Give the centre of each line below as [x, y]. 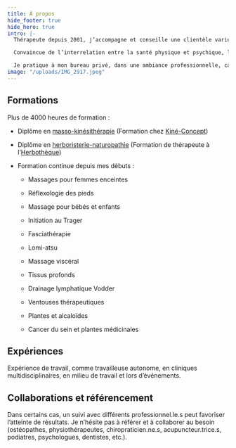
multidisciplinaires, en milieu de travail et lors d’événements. [94, 376]
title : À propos [31, 14]
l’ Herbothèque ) [39, 152]
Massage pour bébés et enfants [74, 206]
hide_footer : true [34, 20]
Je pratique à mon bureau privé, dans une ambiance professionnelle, [117, 65]
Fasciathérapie [50, 233]
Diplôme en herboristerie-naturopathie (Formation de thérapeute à [113, 144]
